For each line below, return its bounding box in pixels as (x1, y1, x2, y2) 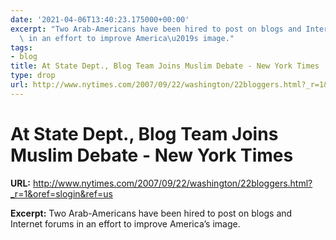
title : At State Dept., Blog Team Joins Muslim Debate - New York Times (10, 61, 320, 71)
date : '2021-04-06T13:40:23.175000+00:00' (10, 14, 190, 25)
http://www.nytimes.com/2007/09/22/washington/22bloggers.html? (32, 177, 313, 189)
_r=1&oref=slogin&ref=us (10, 187, 113, 200)
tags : (10, 42, 33, 53)
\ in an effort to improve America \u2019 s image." (19, 33, 235, 43)
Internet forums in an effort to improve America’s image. (10, 217, 241, 230)
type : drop (10, 71, 56, 81)
